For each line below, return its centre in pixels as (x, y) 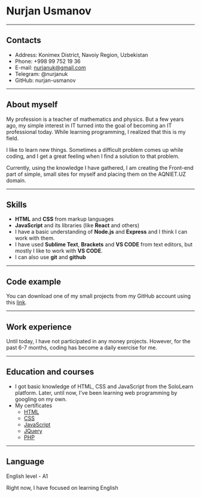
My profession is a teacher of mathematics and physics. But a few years (95, 119)
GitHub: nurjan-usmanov (45, 80)
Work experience (39, 327)
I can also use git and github (50, 257)
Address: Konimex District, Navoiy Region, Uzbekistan (81, 54)
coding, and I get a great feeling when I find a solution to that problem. (93, 156)
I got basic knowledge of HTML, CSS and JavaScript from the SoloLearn (104, 386)
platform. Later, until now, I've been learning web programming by (96, 392)
